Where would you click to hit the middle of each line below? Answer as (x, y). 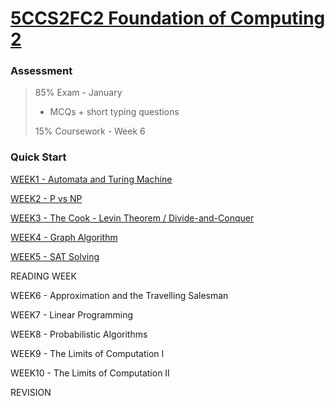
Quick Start (38, 157)
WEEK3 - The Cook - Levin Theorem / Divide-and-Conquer (132, 218)
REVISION (31, 392)
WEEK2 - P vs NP (46, 198)
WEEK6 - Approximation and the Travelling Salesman (119, 295)
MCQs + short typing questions (114, 112)
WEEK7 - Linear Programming (72, 314)
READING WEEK (43, 276)
